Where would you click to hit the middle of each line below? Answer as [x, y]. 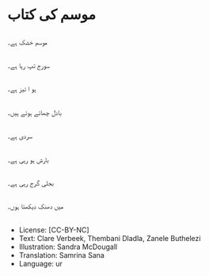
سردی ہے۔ [20, 136]
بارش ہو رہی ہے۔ [28, 159]
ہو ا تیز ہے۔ [22, 89]
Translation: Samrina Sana [61, 255]
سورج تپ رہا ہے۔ [29, 65]
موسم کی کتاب [52, 15]
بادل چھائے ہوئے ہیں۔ [35, 112]
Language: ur [40, 263]
